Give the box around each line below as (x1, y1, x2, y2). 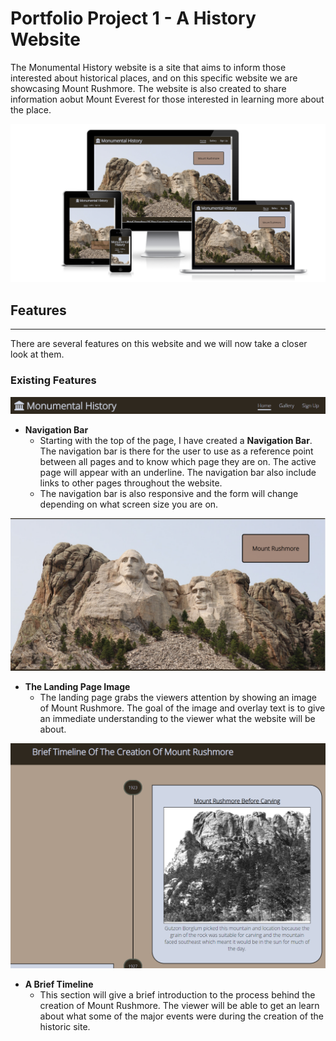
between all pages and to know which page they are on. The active (39, 455, 317, 467)
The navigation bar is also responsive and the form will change (39, 487, 299, 499)
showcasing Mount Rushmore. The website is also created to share (10, 82, 287, 94)
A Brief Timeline (24, 978, 94, 991)
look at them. (10, 348, 65, 361)
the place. (10, 103, 52, 116)
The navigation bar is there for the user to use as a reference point (39, 445, 314, 457)
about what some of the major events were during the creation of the (39, 1010, 324, 1022)
